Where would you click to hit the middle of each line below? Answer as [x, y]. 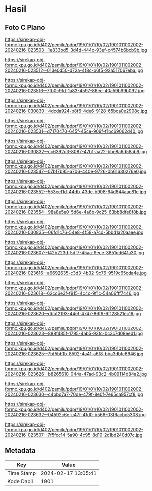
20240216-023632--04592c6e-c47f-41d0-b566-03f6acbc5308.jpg [76, 414]
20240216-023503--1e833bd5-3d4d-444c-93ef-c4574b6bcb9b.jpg [76, 50]
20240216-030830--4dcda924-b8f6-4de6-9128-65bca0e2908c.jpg [76, 111]
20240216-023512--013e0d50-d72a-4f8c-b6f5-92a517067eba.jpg [74, 70]
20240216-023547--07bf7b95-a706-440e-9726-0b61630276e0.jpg [76, 171]
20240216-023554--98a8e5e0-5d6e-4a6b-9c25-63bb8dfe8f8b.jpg [76, 212]
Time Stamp [22, 473]
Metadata [20, 450]
